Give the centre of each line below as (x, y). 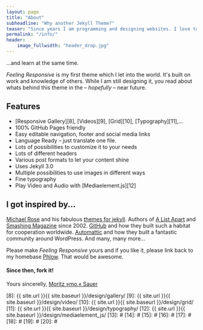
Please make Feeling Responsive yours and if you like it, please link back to (100, 250)
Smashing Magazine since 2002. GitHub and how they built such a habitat (98, 225)
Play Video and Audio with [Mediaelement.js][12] (76, 185)
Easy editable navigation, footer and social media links (82, 134)
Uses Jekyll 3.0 (34, 166)
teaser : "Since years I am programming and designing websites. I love (98, 29)
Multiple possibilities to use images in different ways (80, 173)
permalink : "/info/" (32, 35)
